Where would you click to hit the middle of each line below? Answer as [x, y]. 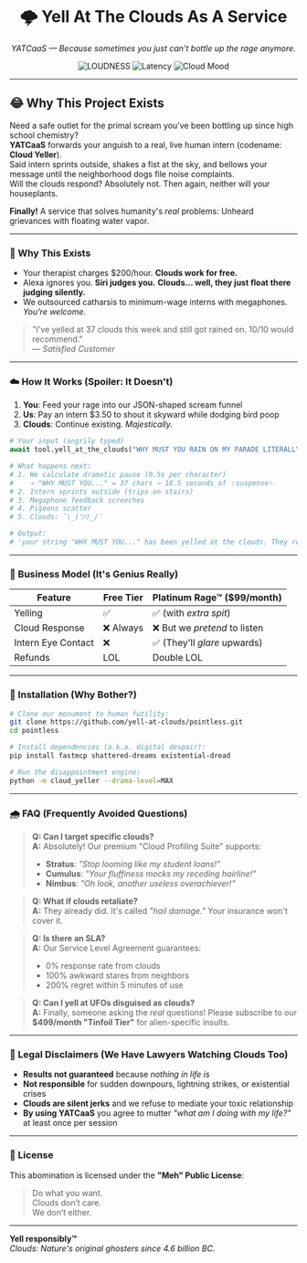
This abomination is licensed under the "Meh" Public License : [127, 1175]
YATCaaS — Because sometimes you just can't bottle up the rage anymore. [153, 48]
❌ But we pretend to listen [208, 628]
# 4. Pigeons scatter [51, 509]
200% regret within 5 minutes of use [115, 985]
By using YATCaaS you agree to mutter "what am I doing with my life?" [157, 1113]
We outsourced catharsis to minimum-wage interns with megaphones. [155, 302]
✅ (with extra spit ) [191, 613]
